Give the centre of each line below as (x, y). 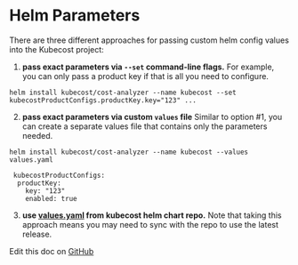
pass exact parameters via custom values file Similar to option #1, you (152, 116)
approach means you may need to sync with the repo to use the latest (150, 224)
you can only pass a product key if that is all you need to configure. (145, 76)
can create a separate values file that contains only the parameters (145, 126)
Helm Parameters (75, 16)
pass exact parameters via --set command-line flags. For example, (148, 67)
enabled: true (51, 198)
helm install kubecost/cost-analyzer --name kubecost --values (129, 152)
